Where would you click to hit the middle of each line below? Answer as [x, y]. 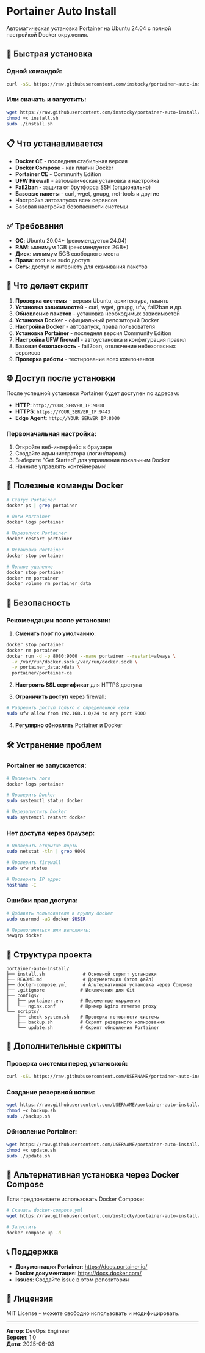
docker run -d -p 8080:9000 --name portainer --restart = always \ [91, 656]
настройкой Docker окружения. [47, 34]
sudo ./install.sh [30, 124]
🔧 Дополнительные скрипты [64, 1046]
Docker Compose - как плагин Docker [64, 168]
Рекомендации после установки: [59, 620]
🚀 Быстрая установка [49, 54]
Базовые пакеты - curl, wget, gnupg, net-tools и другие [87, 194]
